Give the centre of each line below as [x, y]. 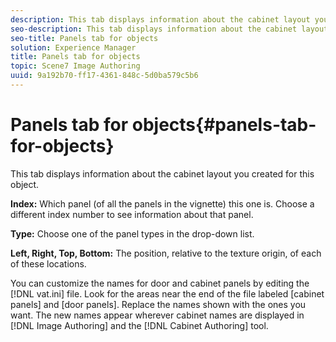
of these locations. [48, 263]
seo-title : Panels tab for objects [84, 38]
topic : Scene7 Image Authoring [75, 66]
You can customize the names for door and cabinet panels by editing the [160, 283]
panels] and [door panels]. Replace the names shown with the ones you [158, 304]
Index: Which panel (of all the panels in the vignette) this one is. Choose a [162, 203]
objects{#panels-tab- [224, 125]
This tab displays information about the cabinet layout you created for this [162, 173]
